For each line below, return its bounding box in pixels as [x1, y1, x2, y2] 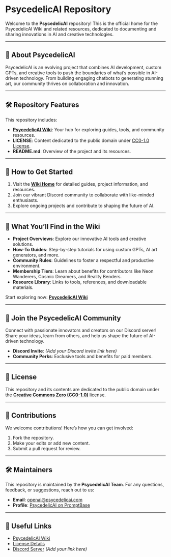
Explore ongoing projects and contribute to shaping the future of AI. [12, 202, 155, 209]
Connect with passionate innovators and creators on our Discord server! [5, 327, 157, 333]
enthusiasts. [12, 197, 39, 203]
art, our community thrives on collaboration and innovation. [5, 80, 130, 86]
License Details [12, 541, 45, 547]
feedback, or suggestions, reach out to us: [5, 487, 94, 493]
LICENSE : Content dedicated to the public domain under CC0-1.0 [12, 137, 149, 143]
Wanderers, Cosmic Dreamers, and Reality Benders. [12, 274, 122, 280]
